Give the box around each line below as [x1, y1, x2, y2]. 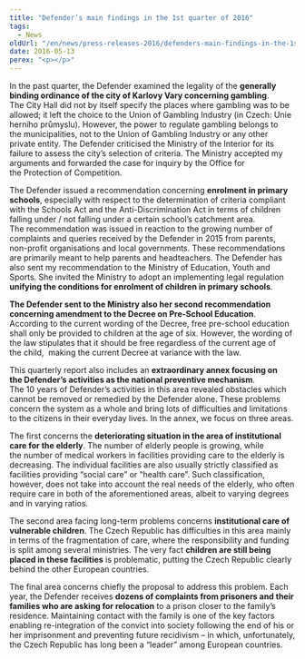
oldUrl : [9, 38, 39, 48]
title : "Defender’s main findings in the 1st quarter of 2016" [9, 13, 254, 23]
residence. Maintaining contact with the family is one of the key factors [9, 610, 275, 621]
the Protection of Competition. [9, 167, 123, 178]
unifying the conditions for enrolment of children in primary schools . [9, 281, 273, 291]
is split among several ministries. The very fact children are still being [9, 545, 271, 555]
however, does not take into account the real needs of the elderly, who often [9, 478, 295, 489]
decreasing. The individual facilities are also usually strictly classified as [9, 459, 279, 470]
